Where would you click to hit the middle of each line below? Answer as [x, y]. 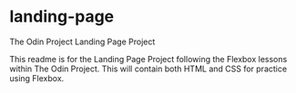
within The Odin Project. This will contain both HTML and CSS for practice [148, 69]
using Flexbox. [37, 78]
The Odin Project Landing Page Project [82, 42]
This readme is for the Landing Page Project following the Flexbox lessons [148, 59]
